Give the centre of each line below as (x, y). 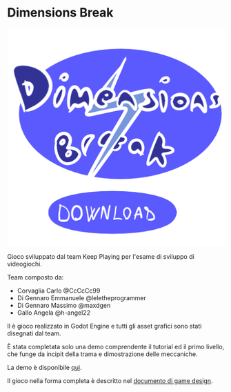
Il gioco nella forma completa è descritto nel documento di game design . (110, 380)
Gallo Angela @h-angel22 (54, 313)
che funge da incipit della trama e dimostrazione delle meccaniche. (102, 354)
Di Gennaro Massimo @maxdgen (64, 305)
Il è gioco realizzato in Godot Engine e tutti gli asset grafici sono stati (104, 326)
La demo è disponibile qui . (44, 367)
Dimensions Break (60, 13)
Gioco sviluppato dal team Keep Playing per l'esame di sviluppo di (101, 256)
